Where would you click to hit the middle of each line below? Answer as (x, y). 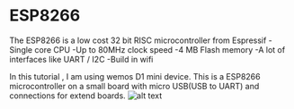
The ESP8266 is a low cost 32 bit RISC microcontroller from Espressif (138, 40)
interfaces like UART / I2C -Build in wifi (81, 59)
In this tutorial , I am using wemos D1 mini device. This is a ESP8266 (135, 76)
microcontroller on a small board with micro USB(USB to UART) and (134, 86)
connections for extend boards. (67, 96)
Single (21, 49)
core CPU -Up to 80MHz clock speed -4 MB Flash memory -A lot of (160, 49)
